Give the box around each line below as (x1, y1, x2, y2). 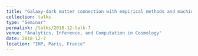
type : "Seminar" (6, 19, 46, 25)
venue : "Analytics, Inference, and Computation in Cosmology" (6, 30, 162, 36)
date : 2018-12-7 (6, 36, 46, 41)
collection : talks (6, 14, 51, 20)
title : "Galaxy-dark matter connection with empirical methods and (6, 8, 176, 15)
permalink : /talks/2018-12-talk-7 (6, 24, 91, 31)
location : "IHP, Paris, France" (6, 41, 85, 47)
